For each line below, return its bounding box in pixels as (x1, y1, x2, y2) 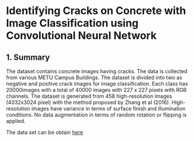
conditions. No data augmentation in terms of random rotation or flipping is (6, 111, 187, 118)
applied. (6, 118, 26, 124)
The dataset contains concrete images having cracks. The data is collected (6, 68, 188, 74)
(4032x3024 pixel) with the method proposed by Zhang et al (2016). (6, 99, 171, 106)
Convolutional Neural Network (6, 29, 157, 42)
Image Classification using (6, 16, 139, 30)
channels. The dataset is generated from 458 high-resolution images (6, 92, 172, 99)
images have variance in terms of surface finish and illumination (31, 105, 186, 112)
